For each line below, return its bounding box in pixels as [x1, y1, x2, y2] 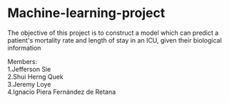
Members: [7, 57, 38, 65]
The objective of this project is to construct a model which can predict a [7, 28, 219, 37]
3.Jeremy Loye [7, 80, 51, 88]
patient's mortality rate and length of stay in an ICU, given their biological [7, 36, 223, 44]
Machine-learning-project [7, 5, 166, 21]
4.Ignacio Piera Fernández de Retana [7, 87, 116, 96]
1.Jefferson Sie [7, 65, 51, 73]
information [7, 43, 41, 52]
